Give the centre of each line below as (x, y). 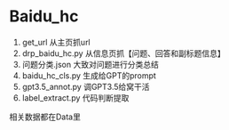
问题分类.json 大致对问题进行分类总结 (91, 64)
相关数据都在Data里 (45, 117)
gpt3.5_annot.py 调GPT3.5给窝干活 (86, 86)
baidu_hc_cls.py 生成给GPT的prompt (89, 75)
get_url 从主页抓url (56, 42)
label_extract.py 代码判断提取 (75, 97)
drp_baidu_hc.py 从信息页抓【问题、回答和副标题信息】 (123, 53)
